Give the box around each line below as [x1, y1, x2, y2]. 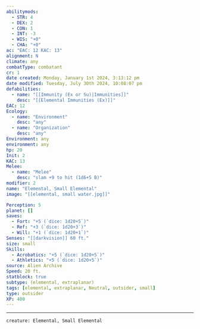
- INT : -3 [11, 31, 36, 37]
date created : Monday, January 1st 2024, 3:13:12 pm [6, 75, 140, 81]
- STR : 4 [11, 14, 33, 20]
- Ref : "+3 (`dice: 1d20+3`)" [11, 224, 86, 230]
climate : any [6, 58, 39, 64]
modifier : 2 [6, 180, 36, 186]
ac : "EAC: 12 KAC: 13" [6, 48, 62, 54]
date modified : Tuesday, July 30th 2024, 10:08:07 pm [6, 81, 143, 87]
